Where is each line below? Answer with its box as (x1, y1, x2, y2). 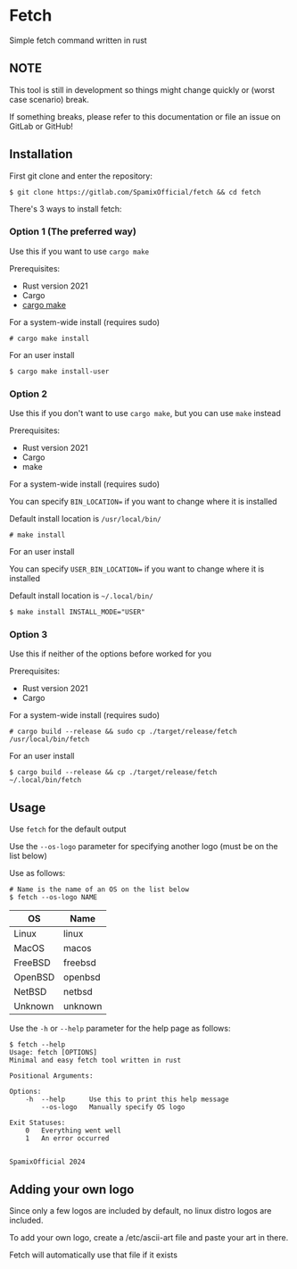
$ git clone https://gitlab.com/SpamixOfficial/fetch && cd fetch (9, 188, 261, 196)
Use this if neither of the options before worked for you (9, 648, 212, 659)
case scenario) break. (9, 94, 89, 104)
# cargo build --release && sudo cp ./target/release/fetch (9, 727, 238, 737)
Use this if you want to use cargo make (9, 246, 150, 256)
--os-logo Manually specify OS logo (41, 1103, 186, 1112)
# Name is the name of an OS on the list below (9, 885, 190, 894)
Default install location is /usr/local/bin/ (9, 513, 162, 524)
